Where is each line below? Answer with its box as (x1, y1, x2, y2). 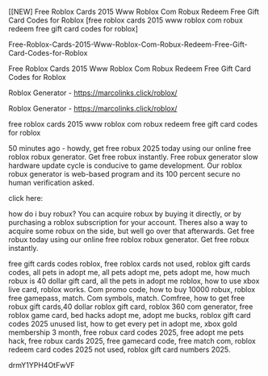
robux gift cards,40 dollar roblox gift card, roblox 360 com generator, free (8, 302, 253, 311)
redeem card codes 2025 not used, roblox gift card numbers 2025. (8, 345, 231, 354)
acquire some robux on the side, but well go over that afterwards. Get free (8, 226, 255, 236)
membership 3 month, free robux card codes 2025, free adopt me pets (8, 328, 245, 337)
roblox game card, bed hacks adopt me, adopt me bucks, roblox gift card (8, 311, 252, 320)
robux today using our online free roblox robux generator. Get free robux (8, 235, 249, 244)
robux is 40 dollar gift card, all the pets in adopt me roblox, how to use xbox (8, 276, 260, 286)
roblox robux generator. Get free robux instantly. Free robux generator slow (8, 152, 258, 161)
